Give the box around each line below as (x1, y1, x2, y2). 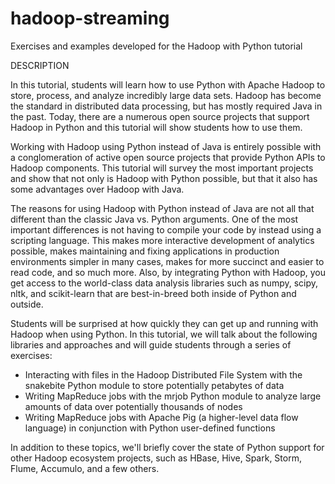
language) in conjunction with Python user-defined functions (24, 422, 276, 434)
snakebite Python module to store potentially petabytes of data (24, 379, 285, 391)
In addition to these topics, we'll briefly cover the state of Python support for (10, 441, 325, 453)
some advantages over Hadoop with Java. (10, 183, 185, 195)
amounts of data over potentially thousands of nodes (24, 400, 243, 412)
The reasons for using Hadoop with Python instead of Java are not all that (10, 202, 315, 214)
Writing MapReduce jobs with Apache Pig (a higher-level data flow (24, 411, 299, 423)
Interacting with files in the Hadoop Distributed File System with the (24, 368, 303, 381)
